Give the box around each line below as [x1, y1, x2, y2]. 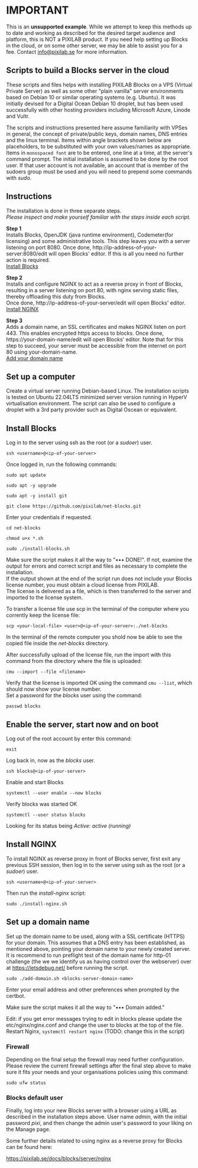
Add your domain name [6, 354, 63, 361]
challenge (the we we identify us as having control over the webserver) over [6, 957, 192, 965]
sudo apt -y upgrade [6, 483, 57, 488]
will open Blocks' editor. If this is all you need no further [48, 250, 184, 257]
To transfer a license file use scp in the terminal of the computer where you [6, 606, 189, 613]
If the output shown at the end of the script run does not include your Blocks [6, 575, 192, 583]
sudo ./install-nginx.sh [6, 901, 67, 907]
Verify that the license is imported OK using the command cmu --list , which [6, 680, 193, 687]
